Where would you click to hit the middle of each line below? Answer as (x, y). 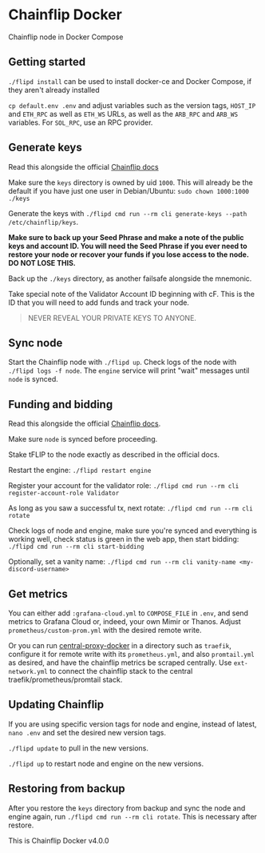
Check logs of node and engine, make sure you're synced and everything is (133, 531)
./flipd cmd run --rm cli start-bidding (77, 547)
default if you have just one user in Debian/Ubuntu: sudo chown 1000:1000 (129, 190)
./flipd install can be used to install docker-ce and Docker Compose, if (130, 81)
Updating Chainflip (56, 705)
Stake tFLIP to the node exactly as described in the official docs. (114, 455)
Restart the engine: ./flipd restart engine (80, 471)
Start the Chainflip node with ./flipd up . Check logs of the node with (123, 362)
